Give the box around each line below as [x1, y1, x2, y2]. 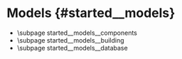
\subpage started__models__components [16, 28, 138, 37]
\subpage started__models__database [16, 43, 129, 52]
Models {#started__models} [6, 5, 176, 21]
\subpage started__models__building [16, 36, 125, 44]
